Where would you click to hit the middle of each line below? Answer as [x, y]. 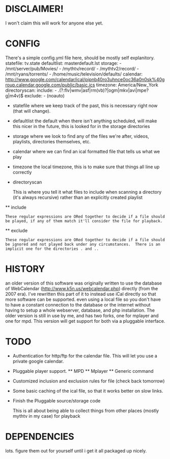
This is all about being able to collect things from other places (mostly [86, 411]
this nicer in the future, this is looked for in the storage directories [81, 126]
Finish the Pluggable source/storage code [56, 400]
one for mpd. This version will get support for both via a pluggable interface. [85, 321]
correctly [22, 172]
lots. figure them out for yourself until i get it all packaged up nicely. [76, 451]
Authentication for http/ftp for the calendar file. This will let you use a [85, 355]
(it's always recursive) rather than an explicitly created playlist [78, 197]
